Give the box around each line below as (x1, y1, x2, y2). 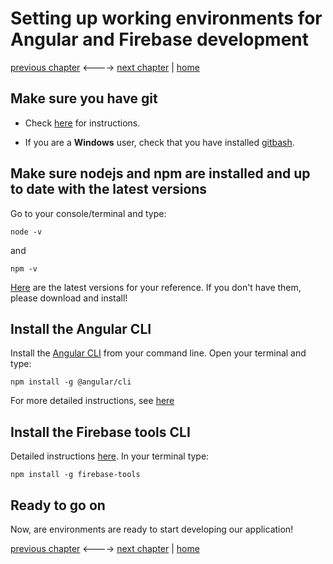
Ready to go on (10, 497, 106, 514)
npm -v (10, 263, 38, 274)
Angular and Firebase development (10, 28, 310, 51)
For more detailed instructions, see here (10, 395, 175, 407)
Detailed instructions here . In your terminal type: (10, 450, 210, 462)
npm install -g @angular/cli (10, 377, 132, 387)
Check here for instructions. (24, 117, 141, 129)
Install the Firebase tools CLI (10, 423, 191, 441)
